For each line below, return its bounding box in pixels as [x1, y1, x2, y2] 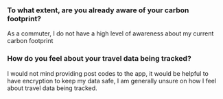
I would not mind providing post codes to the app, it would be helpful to [7, 69, 209, 77]
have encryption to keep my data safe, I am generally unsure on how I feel [7, 76, 217, 85]
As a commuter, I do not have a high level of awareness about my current [7, 29, 214, 38]
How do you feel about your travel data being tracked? [7, 54, 192, 63]
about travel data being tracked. [7, 84, 97, 92]
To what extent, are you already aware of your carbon [7, 5, 189, 15]
